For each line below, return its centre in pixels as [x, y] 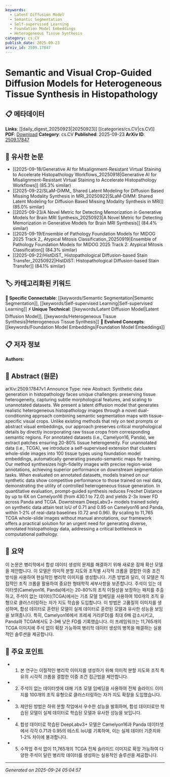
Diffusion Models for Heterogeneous [84, 83]
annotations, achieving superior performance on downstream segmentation [84, 470]
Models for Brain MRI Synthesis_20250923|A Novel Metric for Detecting [88, 218]
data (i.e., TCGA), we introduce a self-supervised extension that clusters [80, 448]
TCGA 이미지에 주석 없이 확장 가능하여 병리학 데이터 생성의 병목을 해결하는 [79, 628]
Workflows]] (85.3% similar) [42, 185]
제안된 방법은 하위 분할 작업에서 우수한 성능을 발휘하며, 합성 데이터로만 [90, 706]
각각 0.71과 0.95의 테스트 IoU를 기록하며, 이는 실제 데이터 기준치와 [95, 730]
